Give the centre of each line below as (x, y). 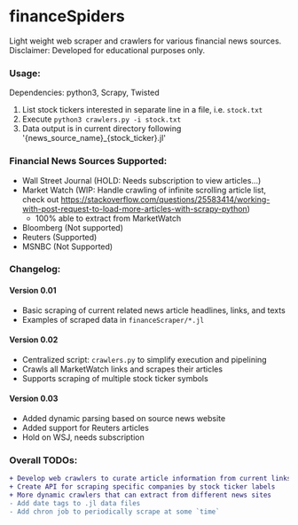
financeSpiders (67, 16)
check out (40, 199)
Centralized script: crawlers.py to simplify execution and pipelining (145, 359)
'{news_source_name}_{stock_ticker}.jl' (94, 138)
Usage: (25, 73)
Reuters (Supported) (59, 237)
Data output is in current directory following (102, 129)
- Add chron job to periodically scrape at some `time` (114, 512)
